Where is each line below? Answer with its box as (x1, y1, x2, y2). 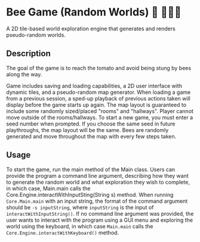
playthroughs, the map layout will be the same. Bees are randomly (6, 126, 169, 133)
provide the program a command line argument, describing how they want (6, 172, 189, 179)
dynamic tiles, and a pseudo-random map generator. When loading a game (6, 89, 191, 96)
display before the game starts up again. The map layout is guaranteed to (6, 101, 187, 108)
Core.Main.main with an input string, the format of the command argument (6, 197, 188, 205)
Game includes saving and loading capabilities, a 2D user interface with (6, 82, 182, 89)
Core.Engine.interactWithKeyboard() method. (6, 229, 119, 236)
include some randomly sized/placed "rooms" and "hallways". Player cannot (6, 107, 194, 115)
